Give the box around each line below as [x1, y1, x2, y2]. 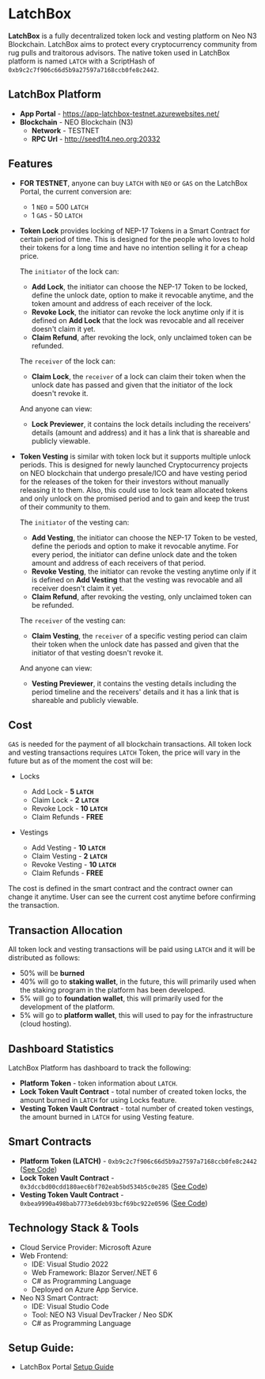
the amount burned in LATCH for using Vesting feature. [19, 1112, 195, 1121]
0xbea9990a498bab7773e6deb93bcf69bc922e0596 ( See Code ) [19, 1198, 208, 1208]
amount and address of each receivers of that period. [31, 558, 206, 567]
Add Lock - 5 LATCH [31, 787, 94, 797]
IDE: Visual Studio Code [31, 1301, 109, 1311]
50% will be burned [19, 969, 85, 978]
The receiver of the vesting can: [19, 616, 127, 625]
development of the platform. [19, 1002, 115, 1012]
